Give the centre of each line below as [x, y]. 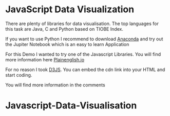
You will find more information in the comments [55, 85]
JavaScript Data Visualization [70, 9]
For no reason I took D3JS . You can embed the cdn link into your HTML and [85, 69]
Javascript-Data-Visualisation [71, 106]
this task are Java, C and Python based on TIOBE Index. [64, 29]
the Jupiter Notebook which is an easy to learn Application [67, 44]
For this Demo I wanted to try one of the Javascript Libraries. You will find [83, 54]
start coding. [19, 75]
